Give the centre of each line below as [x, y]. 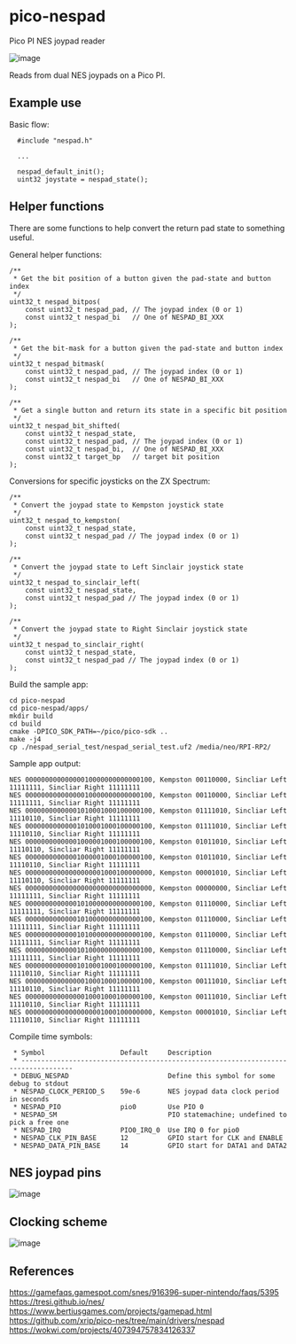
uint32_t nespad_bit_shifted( [65, 426]
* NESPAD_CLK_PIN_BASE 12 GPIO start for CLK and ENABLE [148, 1138]
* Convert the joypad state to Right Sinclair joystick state [130, 629]
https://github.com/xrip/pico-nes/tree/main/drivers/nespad [117, 1321]
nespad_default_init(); [61, 171]
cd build [25, 724]
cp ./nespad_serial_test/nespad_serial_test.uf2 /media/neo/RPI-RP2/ [140, 747]
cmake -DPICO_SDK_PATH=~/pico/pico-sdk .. [89, 731]
